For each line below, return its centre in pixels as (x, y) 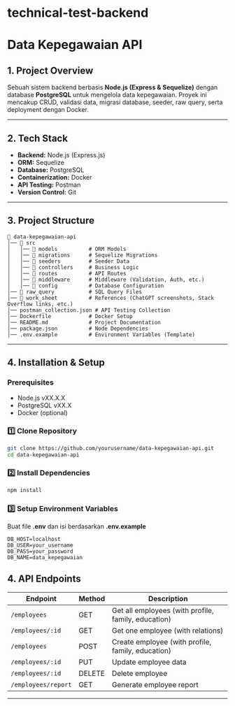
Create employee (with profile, (162, 642)
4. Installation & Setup (56, 362)
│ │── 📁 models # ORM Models (67, 249)
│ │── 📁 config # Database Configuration (86, 286)
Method (92, 598)
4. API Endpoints (44, 579)
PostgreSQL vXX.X (44, 405)
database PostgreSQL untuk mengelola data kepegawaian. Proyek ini (107, 95)
